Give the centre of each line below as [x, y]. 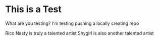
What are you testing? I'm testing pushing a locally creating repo [72, 23]
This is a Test [33, 9]
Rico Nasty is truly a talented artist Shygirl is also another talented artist [79, 33]
